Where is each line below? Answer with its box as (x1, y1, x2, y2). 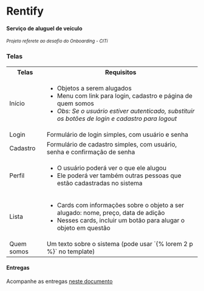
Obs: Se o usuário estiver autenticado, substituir (56, 106, 195, 115)
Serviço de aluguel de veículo (6, 24, 83, 32)
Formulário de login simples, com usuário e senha (46, 130, 188, 139)
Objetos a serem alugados (56, 84, 132, 92)
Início (9, 99, 25, 108)
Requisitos (105, 68, 137, 77)
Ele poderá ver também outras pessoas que (56, 171, 182, 180)
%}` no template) (46, 247, 95, 256)
